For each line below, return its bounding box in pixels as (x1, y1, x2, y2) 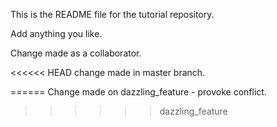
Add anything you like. (10, 28, 103, 39)
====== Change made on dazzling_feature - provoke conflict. (10, 86, 267, 98)
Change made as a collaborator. (10, 47, 142, 59)
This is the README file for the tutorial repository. (10, 9, 215, 20)
